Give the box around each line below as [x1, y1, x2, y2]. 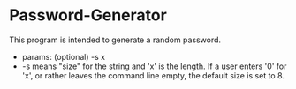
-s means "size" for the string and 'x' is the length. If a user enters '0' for [21, 61, 287, 71]
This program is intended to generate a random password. [9, 34, 222, 45]
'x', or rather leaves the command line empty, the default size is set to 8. [21, 70, 285, 80]
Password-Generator [9, 5, 168, 26]
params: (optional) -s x [21, 51, 106, 62]
